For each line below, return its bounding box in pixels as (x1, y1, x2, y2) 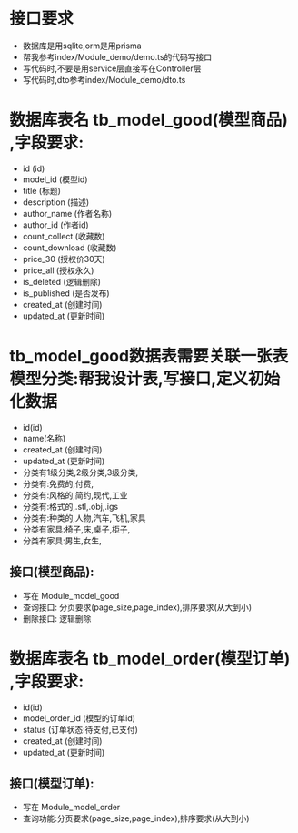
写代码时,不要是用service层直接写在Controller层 (22, 63, 202, 74)
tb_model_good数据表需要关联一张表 (9, 346, 289, 367)
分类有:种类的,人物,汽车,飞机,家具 (22, 512, 146, 523)
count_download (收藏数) (22, 242, 117, 253)
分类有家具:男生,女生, (22, 534, 102, 546)
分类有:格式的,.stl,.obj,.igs (22, 501, 119, 512)
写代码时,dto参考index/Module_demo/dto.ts (22, 74, 186, 85)
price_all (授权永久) (22, 265, 94, 276)
